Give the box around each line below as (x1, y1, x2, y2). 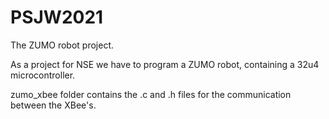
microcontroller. (10, 69, 76, 81)
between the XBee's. (10, 99, 97, 111)
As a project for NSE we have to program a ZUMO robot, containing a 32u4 (10, 58, 320, 70)
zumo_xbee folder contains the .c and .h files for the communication (10, 88, 292, 100)
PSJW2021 (10, 6, 104, 29)
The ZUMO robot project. (10, 39, 115, 51)
